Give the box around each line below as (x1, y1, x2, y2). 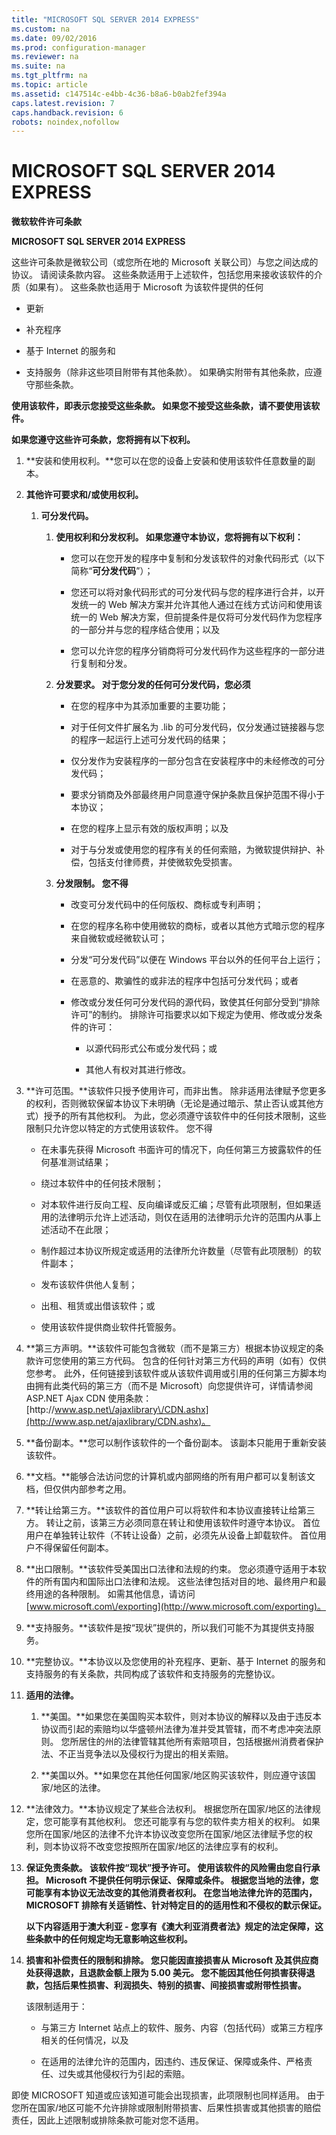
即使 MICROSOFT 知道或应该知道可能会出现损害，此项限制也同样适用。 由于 (11, 2089, 326, 2101)
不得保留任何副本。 (34, 1542, 114, 1554)
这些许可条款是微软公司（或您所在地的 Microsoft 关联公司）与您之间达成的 (11, 256, 319, 268)
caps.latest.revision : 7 (11, 98, 115, 108)
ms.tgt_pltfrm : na (11, 71, 88, 81)
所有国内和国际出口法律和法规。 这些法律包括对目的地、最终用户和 (43, 1576, 318, 1588)
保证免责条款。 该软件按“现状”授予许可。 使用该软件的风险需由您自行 (25, 1862, 312, 1874)
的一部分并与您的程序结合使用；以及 (70, 624, 221, 636)
